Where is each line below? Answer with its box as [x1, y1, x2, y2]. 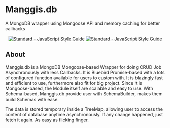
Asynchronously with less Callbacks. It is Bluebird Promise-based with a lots [5, 69, 165, 75]
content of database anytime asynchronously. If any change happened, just [5, 111, 163, 117]
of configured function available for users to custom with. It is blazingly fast [5, 75, 163, 81]
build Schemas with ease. [5, 96, 59, 102]
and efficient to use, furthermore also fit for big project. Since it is [5, 80, 142, 86]
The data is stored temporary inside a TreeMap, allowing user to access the [5, 106, 163, 112]
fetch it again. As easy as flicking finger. [5, 117, 89, 123]
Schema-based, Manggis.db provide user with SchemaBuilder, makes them [5, 90, 163, 97]
